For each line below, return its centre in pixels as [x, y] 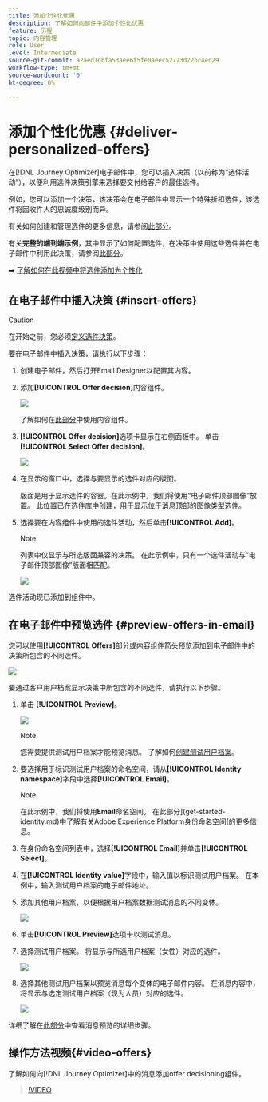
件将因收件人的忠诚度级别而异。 [61, 210]
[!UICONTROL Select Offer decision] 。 [85, 447]
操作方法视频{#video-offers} [80, 1053]
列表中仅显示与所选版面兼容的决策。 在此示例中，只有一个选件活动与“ [134, 555]
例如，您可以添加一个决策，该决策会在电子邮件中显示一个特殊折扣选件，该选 [134, 199]
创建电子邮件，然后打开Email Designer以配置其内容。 [107, 371]
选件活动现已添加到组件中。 [54, 597]
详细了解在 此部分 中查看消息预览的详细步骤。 [82, 1025]
